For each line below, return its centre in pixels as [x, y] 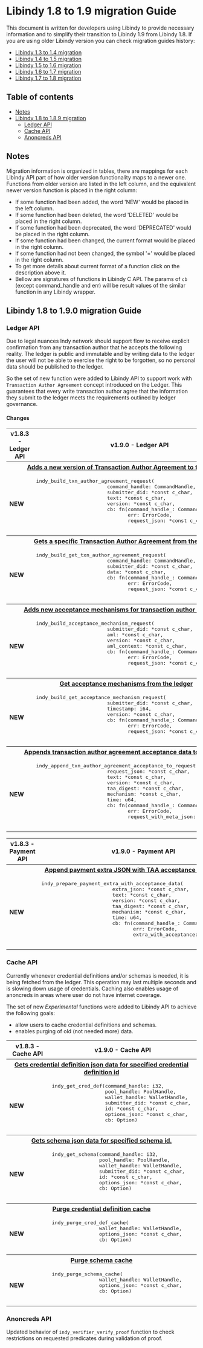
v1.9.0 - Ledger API [140, 445]
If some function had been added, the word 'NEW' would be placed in [102, 202]
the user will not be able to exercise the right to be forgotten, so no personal [101, 360]
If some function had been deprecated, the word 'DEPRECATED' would [103, 227]
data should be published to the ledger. [55, 367]
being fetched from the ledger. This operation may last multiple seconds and [101, 982]
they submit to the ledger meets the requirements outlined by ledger [91, 398]
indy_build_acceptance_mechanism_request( [95, 624]
